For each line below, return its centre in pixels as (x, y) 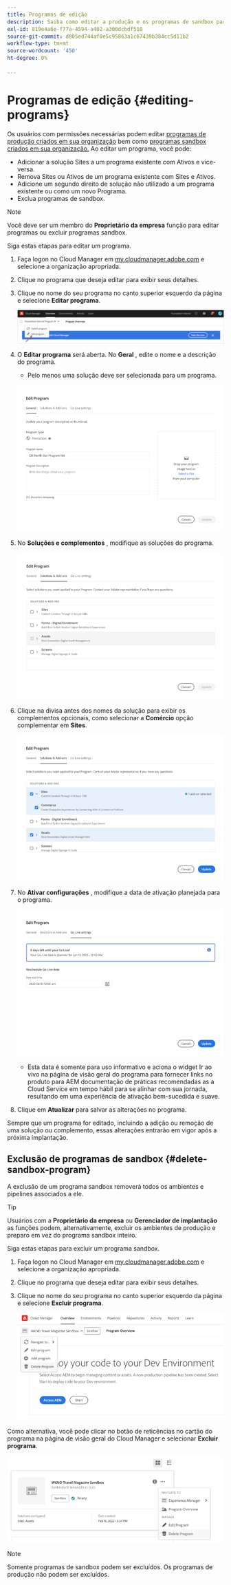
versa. (26, 169)
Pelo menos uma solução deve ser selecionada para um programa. (122, 375)
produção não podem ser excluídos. (58, 1575)
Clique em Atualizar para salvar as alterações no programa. (102, 1109)
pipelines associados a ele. (45, 1194)
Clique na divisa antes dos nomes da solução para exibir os (101, 710)
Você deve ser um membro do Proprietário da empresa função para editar (113, 225)
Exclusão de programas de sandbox (85, 1159)
